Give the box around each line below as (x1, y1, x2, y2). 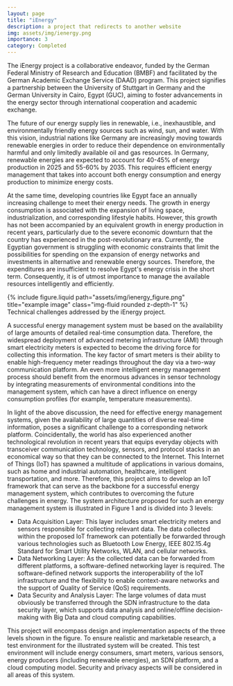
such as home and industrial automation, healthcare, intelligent (7, 467, 187, 475)
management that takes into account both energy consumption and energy (7, 170, 221, 179)
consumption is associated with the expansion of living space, (7, 206, 185, 214)
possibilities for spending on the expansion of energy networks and (7, 250, 200, 258)
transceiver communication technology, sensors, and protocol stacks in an (7, 445, 221, 453)
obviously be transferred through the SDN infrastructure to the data (17, 599, 210, 606)
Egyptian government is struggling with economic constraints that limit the (7, 243, 220, 251)
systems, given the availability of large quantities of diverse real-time (7, 416, 205, 423)
